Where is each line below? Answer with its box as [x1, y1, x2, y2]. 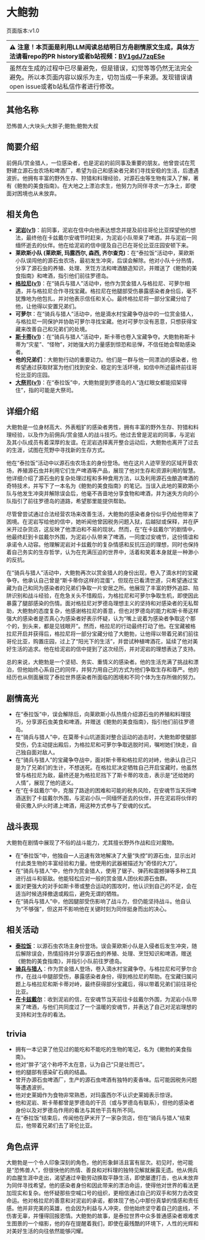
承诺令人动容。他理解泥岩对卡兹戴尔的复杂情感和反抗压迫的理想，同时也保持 [6, 541, 199, 548]
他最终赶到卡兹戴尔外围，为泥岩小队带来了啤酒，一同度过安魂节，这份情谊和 [6, 533, 199, 540]
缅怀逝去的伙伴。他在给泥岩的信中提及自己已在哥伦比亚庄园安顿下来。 [15, 242, 192, 249]
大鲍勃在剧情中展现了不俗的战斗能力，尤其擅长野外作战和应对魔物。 [6, 839, 178, 846]
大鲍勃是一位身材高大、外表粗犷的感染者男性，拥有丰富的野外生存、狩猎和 [6, 423, 193, 431]
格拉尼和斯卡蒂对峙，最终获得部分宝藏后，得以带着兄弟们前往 [31, 980, 187, 987]
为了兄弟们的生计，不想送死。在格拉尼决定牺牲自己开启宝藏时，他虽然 [20, 764, 197, 771]
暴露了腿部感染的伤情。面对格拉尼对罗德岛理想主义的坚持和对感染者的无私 [6, 600, 193, 607]
